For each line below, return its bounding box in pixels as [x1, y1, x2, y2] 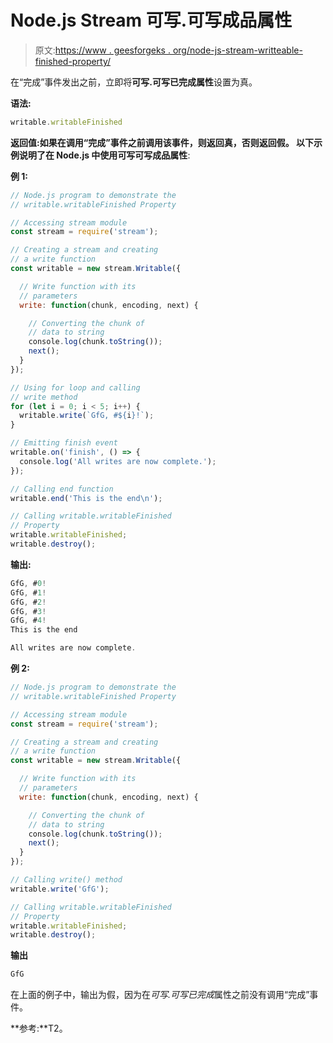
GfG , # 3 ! [10, 606, 47, 616]
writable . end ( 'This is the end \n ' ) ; [10, 493, 163, 503]
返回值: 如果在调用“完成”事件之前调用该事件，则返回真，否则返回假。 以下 [10, 136, 315, 148]
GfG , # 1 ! [10, 587, 47, 598]
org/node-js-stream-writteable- [172, 44, 303, 56]
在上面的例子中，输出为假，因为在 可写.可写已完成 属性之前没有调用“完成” [10, 989, 310, 1001]
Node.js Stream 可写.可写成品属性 [10, 9, 293, 32]
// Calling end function [10, 484, 114, 494]
